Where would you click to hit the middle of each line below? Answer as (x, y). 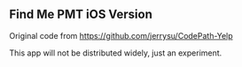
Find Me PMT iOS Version (81, 15)
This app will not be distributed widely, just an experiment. (116, 53)
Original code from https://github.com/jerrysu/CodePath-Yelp (121, 35)
